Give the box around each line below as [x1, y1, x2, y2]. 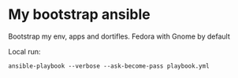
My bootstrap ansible [8, 6, 151, 24]
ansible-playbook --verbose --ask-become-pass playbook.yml [8, 61, 210, 70]
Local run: [8, 46, 41, 56]
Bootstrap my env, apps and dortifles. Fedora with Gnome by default [8, 32, 230, 41]
